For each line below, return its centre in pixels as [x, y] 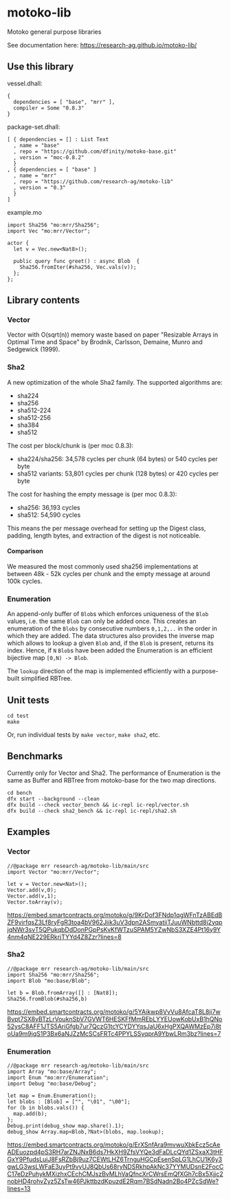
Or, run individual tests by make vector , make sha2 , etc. [84, 735]
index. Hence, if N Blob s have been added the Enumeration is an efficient [110, 650]
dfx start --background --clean [53, 799]
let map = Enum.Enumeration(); [52, 1096]
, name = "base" [36, 145]
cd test [18, 716]
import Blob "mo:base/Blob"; [49, 981]
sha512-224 [34, 410]
